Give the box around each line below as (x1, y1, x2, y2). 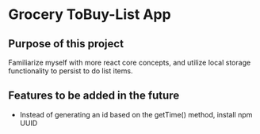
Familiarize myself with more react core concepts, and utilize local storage (8, 58, 251, 67)
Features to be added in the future (8, 89, 180, 102)
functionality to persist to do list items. (8, 66, 133, 76)
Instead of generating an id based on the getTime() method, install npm (19, 110, 253, 119)
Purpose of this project (8, 37, 124, 50)
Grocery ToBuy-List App (8, 6, 172, 24)
